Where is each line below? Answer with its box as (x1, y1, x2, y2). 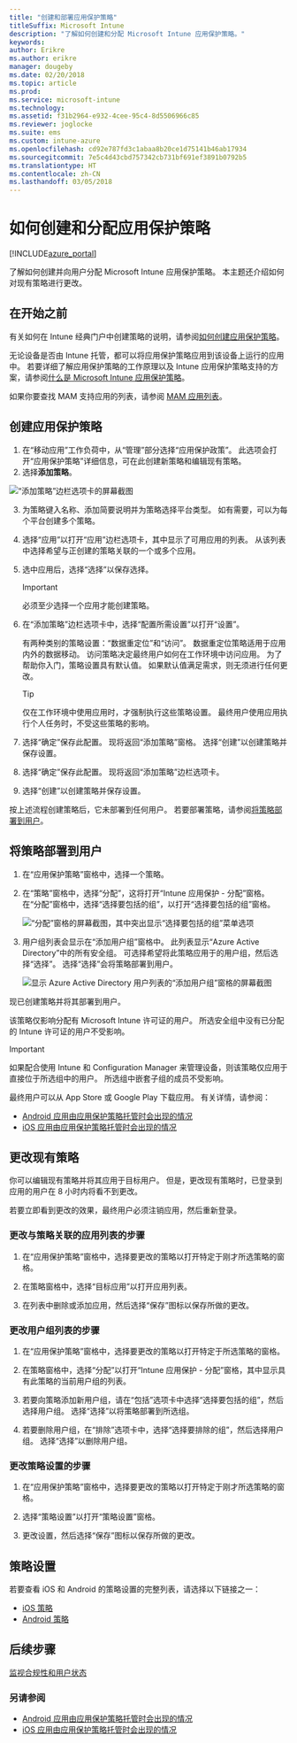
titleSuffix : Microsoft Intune (9, 21, 125, 30)
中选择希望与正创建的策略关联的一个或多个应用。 (21, 545, 201, 556)
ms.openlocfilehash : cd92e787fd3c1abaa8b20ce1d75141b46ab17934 (9, 144, 247, 153)
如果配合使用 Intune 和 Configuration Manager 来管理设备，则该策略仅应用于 (9, 1061, 288, 1072)
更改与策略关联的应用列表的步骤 (9, 1230, 146, 1242)
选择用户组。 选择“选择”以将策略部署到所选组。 (21, 1405, 194, 1416)
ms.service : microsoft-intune (9, 95, 121, 104)
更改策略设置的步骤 (9, 1460, 91, 1472)
